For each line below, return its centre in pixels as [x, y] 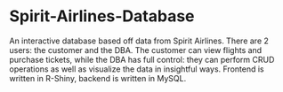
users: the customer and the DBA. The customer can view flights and [136, 50]
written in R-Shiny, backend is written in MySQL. [98, 78]
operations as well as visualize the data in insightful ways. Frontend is [137, 69]
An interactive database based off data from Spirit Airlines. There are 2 [139, 41]
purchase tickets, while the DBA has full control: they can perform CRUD [142, 59]
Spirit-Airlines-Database [102, 16]
